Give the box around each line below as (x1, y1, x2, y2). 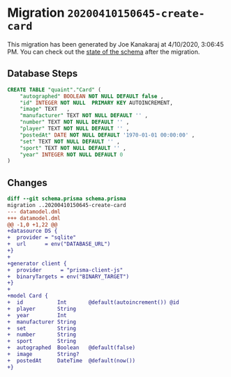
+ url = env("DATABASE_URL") (7, 240, 111, 248)
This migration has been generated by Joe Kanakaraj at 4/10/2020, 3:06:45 (7, 40, 224, 48)
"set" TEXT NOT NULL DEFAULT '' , (20, 138, 120, 145)
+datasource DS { (7, 228, 58, 235)
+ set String (7, 325, 77, 332)
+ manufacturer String (7, 318, 77, 325)
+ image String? (7, 351, 80, 358)
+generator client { (7, 260, 68, 267)
